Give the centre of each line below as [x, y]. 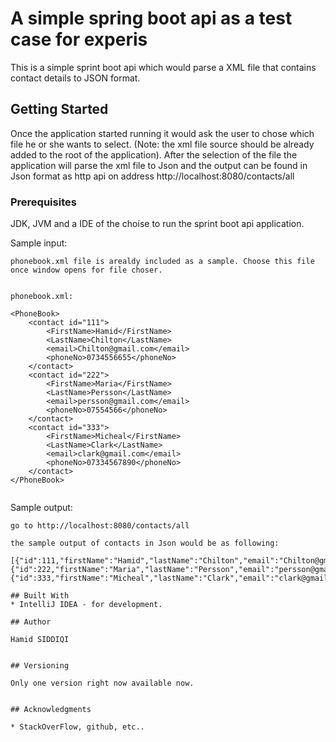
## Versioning [40, 666]
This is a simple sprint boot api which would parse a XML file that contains [163, 67]
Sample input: [39, 243]
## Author [31, 622]
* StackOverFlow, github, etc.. [77, 727]
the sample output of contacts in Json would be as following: [145, 543]
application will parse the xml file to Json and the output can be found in [159, 165]
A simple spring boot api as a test [151, 18]
